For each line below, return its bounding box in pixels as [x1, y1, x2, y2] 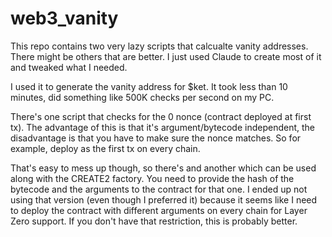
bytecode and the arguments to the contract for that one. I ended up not [10, 183, 308, 195]
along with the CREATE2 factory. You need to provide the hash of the [10, 172, 295, 184]
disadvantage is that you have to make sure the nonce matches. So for [10, 132, 302, 144]
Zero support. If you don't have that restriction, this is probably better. [10, 215, 298, 227]
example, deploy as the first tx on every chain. [10, 142, 201, 154]
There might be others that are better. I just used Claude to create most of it [10, 50, 322, 62]
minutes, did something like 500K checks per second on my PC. [10, 91, 275, 103]
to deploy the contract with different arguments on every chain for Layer [10, 204, 308, 216]
